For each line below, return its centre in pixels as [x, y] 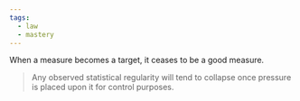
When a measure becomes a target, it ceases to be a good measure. [137, 60]
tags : [19, 18]
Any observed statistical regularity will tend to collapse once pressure [161, 78]
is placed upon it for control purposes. [103, 87]
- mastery [36, 34]
